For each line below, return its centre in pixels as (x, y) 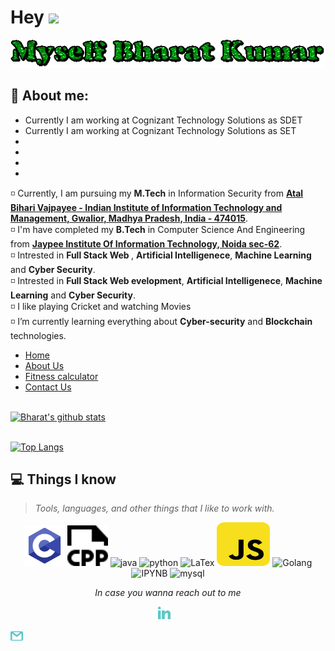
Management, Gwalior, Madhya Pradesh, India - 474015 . (129, 218)
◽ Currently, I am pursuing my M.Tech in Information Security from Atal (157, 193)
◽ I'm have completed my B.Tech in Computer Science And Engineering (158, 229)
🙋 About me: (49, 96)
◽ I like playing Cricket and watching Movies (101, 306)
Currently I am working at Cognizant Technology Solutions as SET (160, 130)
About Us (44, 365)
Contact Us (48, 387)
